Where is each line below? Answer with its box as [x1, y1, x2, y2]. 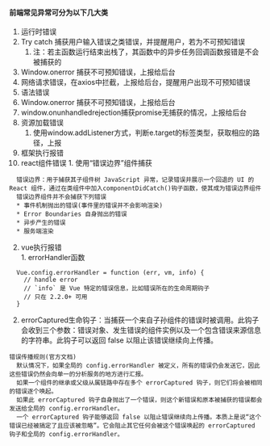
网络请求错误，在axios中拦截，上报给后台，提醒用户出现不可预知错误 [20, 78, 251, 87]
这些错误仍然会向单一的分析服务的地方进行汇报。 [9, 370, 147, 379]
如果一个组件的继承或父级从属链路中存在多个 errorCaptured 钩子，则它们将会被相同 [16, 379, 263, 387]
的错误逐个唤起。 [9, 388, 58, 396]
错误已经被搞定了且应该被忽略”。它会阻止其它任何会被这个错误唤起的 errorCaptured [9, 422, 255, 430]
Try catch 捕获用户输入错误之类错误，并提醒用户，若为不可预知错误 [20, 37, 245, 47]
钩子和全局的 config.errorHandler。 [9, 431, 124, 439]
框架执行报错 [20, 148, 64, 158]
